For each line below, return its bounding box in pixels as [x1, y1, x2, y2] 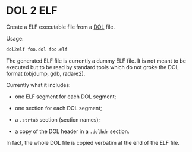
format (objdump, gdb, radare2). [6, 70, 86, 77]
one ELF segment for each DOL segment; [14, 93, 117, 100]
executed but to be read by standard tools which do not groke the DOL [6, 63, 180, 70]
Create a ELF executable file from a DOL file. [6, 23, 115, 30]
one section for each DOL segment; [14, 104, 102, 111]
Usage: [6, 35, 24, 42]
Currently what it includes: [6, 81, 71, 88]
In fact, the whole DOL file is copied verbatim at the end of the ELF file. [6, 139, 180, 146]
